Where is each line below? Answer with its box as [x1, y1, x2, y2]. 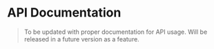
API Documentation [7, 5, 121, 21]
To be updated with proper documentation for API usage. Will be [23, 28, 208, 36]
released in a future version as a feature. [23, 35, 139, 43]
